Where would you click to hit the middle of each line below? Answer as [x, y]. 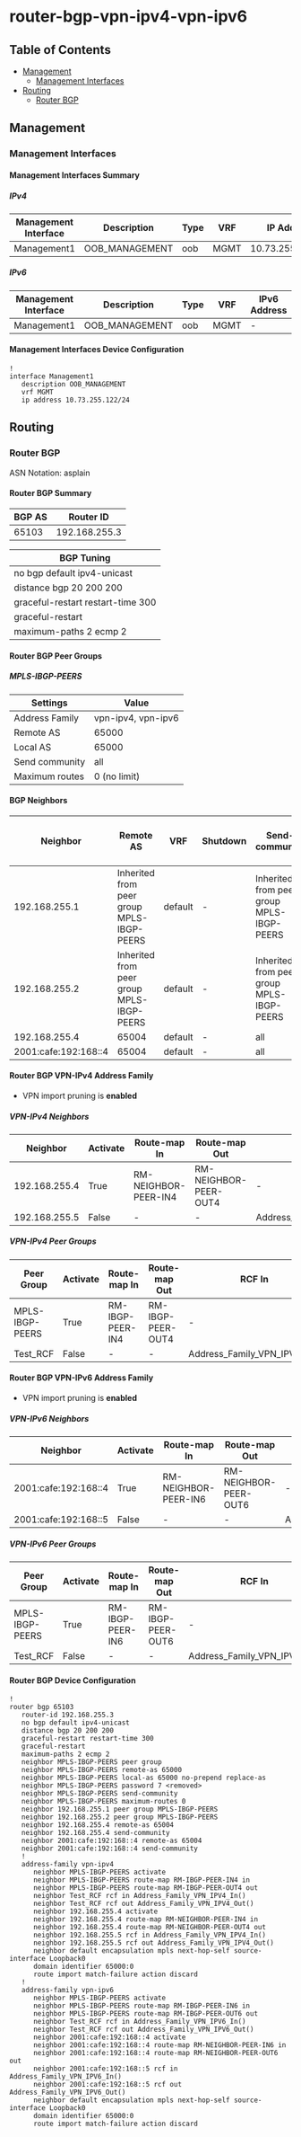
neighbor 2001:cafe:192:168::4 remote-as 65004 [112, 1841]
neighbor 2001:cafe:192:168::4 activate [109, 2037]
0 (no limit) [117, 776]
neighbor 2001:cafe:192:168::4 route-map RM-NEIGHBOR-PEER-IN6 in [159, 2045]
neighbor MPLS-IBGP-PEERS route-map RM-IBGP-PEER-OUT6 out [145, 2014]
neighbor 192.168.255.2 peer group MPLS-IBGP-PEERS [120, 1817]
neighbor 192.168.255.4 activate [95, 1911]
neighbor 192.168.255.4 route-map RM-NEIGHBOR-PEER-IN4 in [145, 1920]
